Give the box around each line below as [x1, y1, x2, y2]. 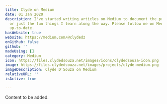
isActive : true [5, 76, 37, 81]
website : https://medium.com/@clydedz [5, 35, 85, 40]
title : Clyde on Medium [5, 7, 55, 12]
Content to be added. [5, 94, 49, 100]
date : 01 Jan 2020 [5, 12, 43, 17]
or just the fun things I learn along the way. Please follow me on [9, 21, 155, 26]
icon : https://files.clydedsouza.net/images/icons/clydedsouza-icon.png [5, 58, 159, 63]
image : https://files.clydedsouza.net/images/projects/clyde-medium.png [5, 62, 159, 67]
